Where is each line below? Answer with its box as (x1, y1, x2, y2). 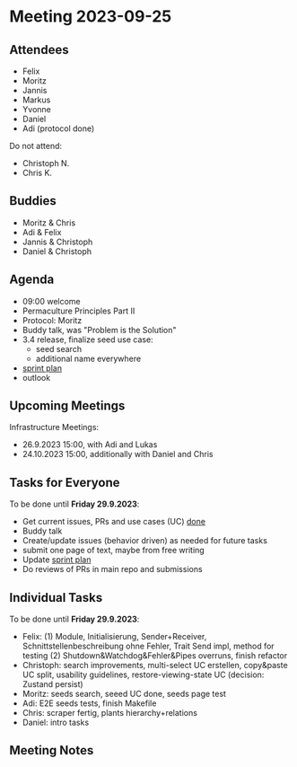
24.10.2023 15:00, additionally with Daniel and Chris (22, 449, 214, 460)
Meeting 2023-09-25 (9, 6, 172, 27)
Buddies (9, 193, 57, 208)
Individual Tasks (9, 590, 103, 605)
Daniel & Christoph (22, 245, 92, 257)
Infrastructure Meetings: (9, 422, 100, 433)
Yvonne (22, 104, 51, 114)
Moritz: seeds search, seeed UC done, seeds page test (22, 689, 227, 700)
